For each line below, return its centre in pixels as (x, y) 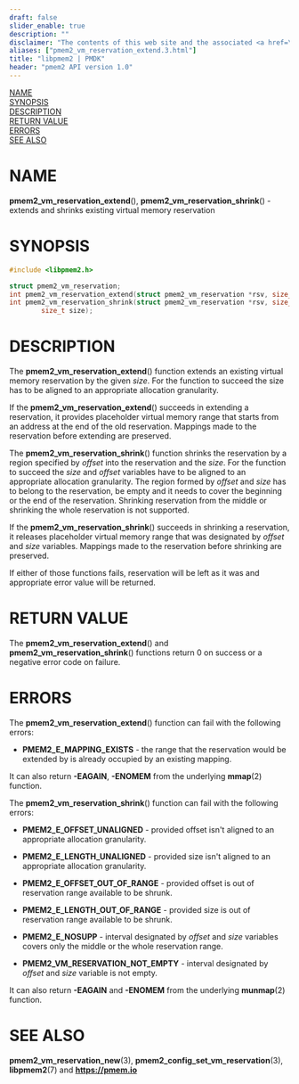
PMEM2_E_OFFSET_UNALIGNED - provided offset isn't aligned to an (148, 829)
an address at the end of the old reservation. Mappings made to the (133, 427)
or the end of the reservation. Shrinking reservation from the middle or (138, 501)
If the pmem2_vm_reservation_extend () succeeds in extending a (129, 407)
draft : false (33, 17)
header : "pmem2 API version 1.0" (71, 68)
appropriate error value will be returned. (82, 583)
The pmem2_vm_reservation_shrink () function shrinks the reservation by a (148, 453)
